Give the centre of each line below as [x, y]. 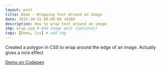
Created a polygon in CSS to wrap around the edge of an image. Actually [80, 47]
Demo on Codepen [25, 62]
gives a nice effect [24, 52]
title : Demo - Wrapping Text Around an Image [54, 14]
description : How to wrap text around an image [56, 24]
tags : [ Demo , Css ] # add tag [36, 33]
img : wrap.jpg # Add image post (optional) [52, 28]
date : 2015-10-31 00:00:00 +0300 [40, 19]
